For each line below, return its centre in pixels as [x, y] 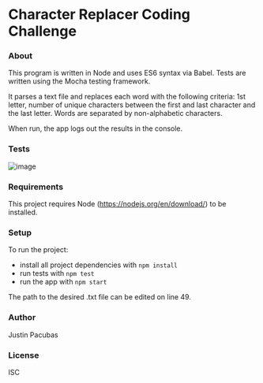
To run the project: [38, 250]
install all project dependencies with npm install [98, 265]
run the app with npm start [63, 282]
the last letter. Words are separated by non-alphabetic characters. [115, 113]
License [24, 355]
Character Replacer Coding [100, 15]
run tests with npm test [57, 273]
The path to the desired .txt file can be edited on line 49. [100, 297]
